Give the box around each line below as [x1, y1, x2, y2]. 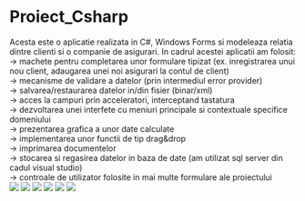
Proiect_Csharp [9, 6, 129, 27]
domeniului [9, 114, 52, 125]
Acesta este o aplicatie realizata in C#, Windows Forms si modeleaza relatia [9, 36, 293, 47]
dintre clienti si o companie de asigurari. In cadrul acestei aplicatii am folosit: [9, 45, 296, 56]
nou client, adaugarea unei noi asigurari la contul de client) [9, 65, 229, 76]
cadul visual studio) [9, 162, 83, 173]
